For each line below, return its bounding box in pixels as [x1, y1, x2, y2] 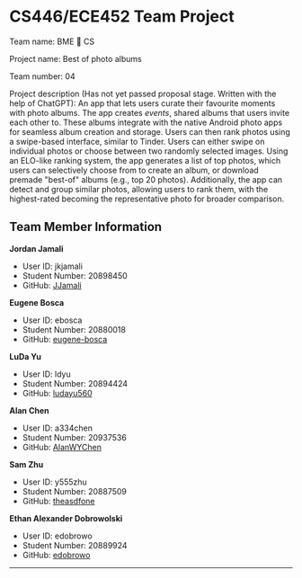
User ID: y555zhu [22, 476, 87, 487]
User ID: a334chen [22, 422, 93, 433]
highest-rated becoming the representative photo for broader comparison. [9, 193, 285, 204]
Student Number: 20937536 [22, 431, 128, 442]
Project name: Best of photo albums [9, 53, 142, 64]
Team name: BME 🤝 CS [9, 36, 95, 47]
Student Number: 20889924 [22, 539, 128, 550]
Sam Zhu [9, 458, 44, 469]
